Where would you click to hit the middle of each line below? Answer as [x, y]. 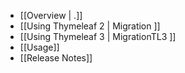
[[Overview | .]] [51, 15]
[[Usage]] [39, 47]
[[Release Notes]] [56, 58]
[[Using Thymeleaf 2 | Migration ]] [90, 26]
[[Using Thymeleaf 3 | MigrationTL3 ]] [98, 36]
